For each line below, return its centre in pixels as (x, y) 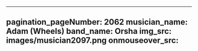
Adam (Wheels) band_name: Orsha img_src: (89, 31)
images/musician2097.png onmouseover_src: (92, 41)
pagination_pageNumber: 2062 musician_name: (97, 22)
